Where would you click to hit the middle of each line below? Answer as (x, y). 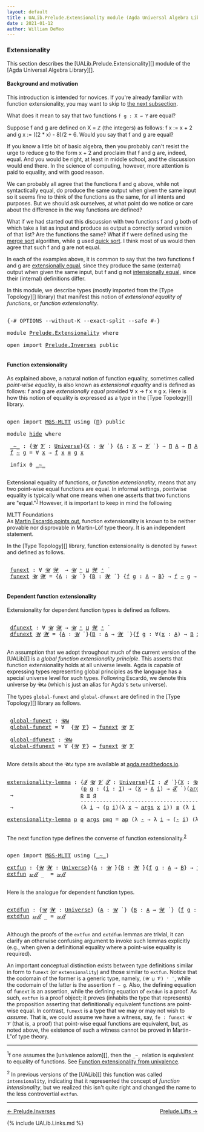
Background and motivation (42, 84)
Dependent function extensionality (52, 597)
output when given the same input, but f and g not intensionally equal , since (101, 272)
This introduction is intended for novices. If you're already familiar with (95, 97)
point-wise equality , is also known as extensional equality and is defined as (101, 385)
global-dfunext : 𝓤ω (41, 739)
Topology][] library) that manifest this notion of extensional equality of (94, 297)
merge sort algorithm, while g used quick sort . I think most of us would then (101, 241)
